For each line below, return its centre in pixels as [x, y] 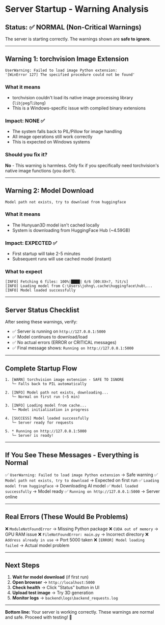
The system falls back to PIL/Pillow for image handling [67, 132]
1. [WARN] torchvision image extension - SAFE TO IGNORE [65, 380]
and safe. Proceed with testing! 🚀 [39, 617]
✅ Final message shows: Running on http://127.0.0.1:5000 [73, 348]
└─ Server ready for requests [42, 423]
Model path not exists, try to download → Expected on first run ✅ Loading [82, 480]
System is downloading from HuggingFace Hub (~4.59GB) [71, 230]
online [11, 497]
